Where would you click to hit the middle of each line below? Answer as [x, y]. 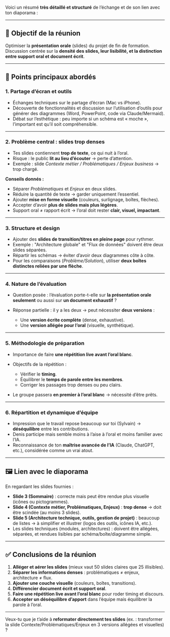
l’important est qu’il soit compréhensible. [55, 124]
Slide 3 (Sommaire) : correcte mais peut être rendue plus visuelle [81, 496]
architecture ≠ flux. [32, 578]
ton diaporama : [22, 13]
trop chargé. [26, 169]
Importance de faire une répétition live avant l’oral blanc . [73, 354]
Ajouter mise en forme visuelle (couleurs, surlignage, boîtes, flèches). [86, 199]
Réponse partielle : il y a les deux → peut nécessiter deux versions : [83, 310]
